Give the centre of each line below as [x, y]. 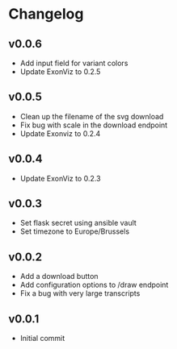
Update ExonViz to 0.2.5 [60, 72]
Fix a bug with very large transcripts [80, 293]
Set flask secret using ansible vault [78, 223]
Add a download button [59, 276]
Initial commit [42, 339]
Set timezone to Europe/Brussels [75, 231]
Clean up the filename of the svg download [92, 116]
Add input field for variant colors [74, 63]
